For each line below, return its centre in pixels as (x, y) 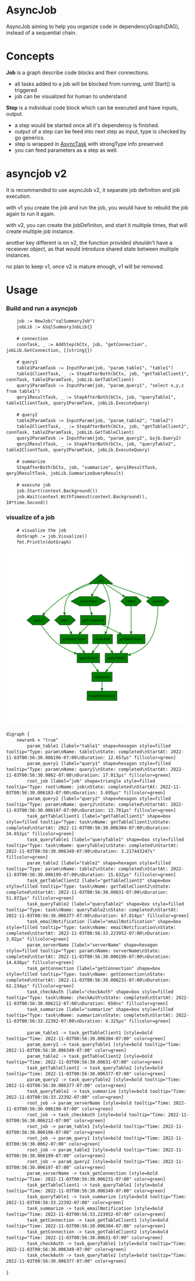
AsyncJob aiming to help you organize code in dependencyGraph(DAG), (93, 26)
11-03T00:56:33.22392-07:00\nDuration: (55, 1021)
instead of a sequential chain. (41, 32)
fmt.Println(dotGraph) (44, 542)
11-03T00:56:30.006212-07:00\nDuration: (56, 1003)
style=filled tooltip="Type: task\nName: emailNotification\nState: (91, 927)
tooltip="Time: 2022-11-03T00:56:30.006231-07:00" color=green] (86, 1179)
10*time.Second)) (27, 503)
